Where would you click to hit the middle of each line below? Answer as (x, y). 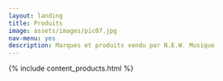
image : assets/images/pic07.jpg (63, 30)
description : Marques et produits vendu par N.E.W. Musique (112, 46)
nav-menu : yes (32, 38)
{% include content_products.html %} (71, 68)
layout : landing (36, 16)
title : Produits (36, 23)
